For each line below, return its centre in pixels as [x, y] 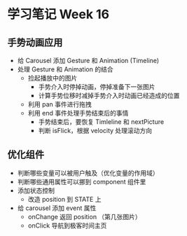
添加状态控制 [36, 190]
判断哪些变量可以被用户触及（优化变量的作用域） [88, 173]
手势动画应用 [35, 42]
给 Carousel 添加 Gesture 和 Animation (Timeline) [88, 61]
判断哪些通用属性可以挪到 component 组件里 [82, 181]
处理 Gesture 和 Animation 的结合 [65, 69]
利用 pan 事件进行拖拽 [60, 104]
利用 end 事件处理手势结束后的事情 [78, 113]
